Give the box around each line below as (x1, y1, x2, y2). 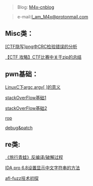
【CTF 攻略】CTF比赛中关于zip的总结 (5, 54, 82, 60)
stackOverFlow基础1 (5, 94, 46, 101)
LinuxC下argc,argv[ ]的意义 (5, 84, 61, 90)
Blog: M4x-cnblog (17, 4, 54, 10)
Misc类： (5, 29, 34, 38)
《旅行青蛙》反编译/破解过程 (5, 154, 63, 160)
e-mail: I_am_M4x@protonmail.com (17, 14, 89, 19)
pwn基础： (5, 70, 39, 78)
